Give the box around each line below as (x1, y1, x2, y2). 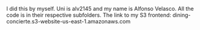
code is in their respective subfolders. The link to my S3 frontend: (6, 11, 171, 19)
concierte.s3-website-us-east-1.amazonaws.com (6, 18, 131, 25)
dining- (172, 11, 191, 19)
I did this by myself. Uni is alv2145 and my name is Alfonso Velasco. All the (6, 5, 194, 12)
